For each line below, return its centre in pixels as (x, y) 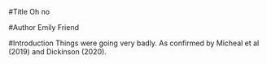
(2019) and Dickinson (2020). (58, 51)
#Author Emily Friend (44, 27)
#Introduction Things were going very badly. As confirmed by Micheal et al (134, 43)
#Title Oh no (29, 12)
